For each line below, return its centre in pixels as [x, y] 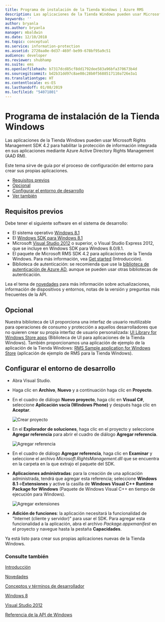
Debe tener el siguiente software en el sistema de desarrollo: [67, 223]
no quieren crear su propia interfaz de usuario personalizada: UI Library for [81, 332]
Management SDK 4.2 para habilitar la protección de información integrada [81, 146]
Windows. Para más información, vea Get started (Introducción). [77, 259]
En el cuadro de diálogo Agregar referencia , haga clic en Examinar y [82, 453]
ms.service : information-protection [42, 46]
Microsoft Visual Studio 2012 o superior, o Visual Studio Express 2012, [83, 243]
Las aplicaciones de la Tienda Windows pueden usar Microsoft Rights [76, 140]
